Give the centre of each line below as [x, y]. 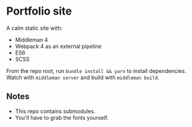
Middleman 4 [31, 39]
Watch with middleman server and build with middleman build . [83, 77]
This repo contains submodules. [55, 111]
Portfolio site [39, 11]
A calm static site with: [35, 28]
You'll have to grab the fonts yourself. [62, 117]
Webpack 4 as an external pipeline [58, 46]
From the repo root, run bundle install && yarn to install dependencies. [96, 70]
